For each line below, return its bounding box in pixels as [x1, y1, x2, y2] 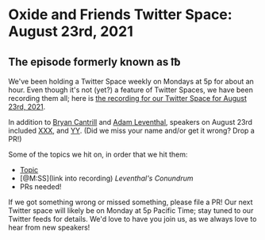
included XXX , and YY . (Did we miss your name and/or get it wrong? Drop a [8, 126, 255, 135]
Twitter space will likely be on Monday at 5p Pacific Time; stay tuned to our [8, 206, 254, 215]
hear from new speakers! [8, 223, 90, 232]
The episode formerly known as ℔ [8, 55, 181, 68]
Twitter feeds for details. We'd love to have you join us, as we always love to [8, 215, 257, 223]
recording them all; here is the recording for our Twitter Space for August [8, 94, 248, 103]
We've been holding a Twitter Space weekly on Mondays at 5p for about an [8, 77, 254, 86]
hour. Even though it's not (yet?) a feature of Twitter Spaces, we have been [8, 85, 254, 95]
